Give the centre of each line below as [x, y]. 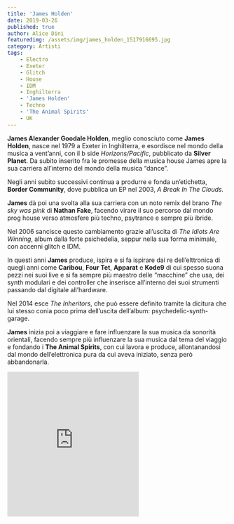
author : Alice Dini [36, 33]
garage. [19, 318]
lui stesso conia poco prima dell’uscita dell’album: [79, 310]
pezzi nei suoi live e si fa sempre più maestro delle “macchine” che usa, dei [116, 275]
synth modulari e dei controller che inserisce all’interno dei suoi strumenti [113, 282]
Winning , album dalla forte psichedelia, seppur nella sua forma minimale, [112, 239]
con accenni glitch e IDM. [44, 246]
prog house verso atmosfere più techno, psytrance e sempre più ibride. [110, 218]
